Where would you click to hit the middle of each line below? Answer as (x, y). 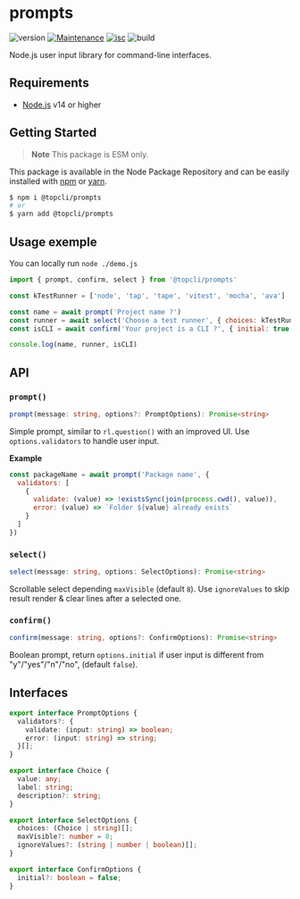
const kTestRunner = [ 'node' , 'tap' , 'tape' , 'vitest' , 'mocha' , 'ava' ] (147, 296)
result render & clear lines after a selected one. (95, 598)
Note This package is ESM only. (90, 154)
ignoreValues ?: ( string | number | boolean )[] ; (108, 845)
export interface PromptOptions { (74, 713)
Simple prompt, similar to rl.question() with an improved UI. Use (129, 431)
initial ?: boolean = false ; (70, 878)
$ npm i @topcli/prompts (55, 197)
